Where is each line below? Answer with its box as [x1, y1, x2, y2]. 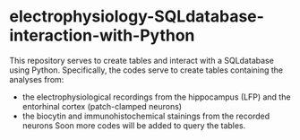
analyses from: [9, 74, 64, 84]
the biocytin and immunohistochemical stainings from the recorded [21, 110, 270, 121]
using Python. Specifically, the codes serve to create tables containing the [9, 65, 284, 75]
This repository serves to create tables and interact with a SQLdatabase [9, 55, 275, 66]
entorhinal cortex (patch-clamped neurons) [21, 101, 182, 111]
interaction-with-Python [9, 25, 195, 46]
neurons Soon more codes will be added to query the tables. [21, 119, 246, 131]
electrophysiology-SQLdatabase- [9, 6, 264, 27]
